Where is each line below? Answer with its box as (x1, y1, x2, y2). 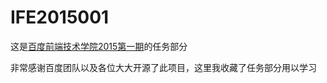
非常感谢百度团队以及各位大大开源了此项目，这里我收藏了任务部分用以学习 (10, 61, 317, 73)
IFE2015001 (10, 6, 110, 29)
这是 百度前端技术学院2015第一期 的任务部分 (10, 40, 188, 52)
